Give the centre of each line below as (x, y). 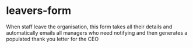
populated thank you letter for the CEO (52, 39)
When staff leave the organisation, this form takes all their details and (89, 27)
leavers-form (39, 11)
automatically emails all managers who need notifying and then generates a (97, 32)
